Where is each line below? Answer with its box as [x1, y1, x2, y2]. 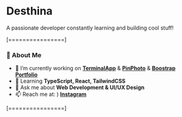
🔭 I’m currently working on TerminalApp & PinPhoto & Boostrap [15, 65, 176, 72]
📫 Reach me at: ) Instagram [15, 90, 87, 98]
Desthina [6, 4, 53, 18]
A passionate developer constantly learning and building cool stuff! [6, 24, 174, 31]
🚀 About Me [6, 51, 42, 59]
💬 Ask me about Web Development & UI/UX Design [15, 84, 144, 91]
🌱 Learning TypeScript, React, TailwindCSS [15, 77, 126, 85]
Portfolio [15, 71, 38, 78]
